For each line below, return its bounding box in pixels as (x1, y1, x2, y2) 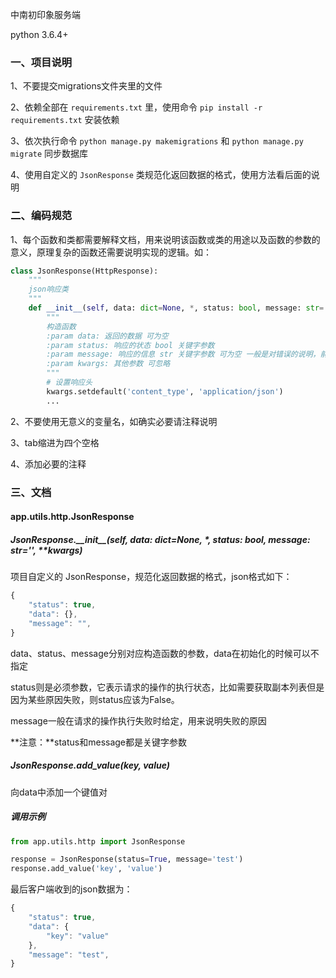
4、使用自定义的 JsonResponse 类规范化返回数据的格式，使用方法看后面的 (10, 169, 312, 181)
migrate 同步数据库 (10, 148, 89, 160)
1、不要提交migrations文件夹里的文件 (10, 80, 163, 92)
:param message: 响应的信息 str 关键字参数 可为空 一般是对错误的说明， (46, 349, 321, 360)
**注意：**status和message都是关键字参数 (10, 736, 188, 748)
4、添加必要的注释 (10, 458, 87, 470)
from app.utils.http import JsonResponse (10, 836, 186, 847)
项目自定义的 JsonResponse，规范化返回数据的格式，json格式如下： (10, 571, 293, 583)
